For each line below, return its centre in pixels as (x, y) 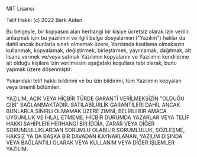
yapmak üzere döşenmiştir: (39, 69)
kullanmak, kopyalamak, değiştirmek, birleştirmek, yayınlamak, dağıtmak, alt (98, 50)
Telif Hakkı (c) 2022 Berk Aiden (44, 20)
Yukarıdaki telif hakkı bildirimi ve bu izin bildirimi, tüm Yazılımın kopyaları (94, 81)
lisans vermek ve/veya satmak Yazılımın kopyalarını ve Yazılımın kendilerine (98, 57)
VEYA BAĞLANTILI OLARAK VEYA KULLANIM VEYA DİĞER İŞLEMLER (90, 142)
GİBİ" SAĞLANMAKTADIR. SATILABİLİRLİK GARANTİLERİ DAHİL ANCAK (93, 105)
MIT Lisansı (20, 9)
